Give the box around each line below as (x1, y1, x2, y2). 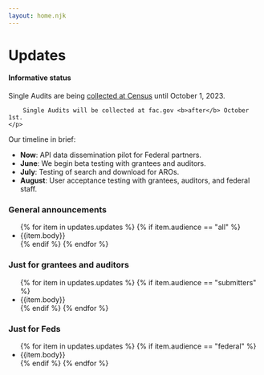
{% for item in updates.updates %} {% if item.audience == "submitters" (19, 277, 257, 287)
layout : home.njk (8, 11, 67, 20)
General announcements (8, 204, 107, 215)
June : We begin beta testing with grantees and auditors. (19, 159, 206, 168)
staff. (19, 184, 38, 194)
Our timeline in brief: (8, 135, 76, 144)
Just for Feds (8, 323, 61, 334)
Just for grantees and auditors (8, 260, 130, 271)
